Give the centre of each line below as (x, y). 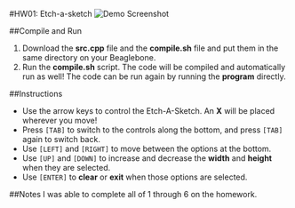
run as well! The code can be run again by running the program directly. (154, 76)
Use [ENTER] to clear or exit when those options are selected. (135, 177)
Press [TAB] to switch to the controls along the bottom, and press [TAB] (152, 130)
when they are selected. (66, 168)
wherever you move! (60, 120)
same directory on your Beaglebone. (89, 57)
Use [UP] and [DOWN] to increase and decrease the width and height (147, 158)
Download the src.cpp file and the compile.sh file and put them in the (150, 48)
